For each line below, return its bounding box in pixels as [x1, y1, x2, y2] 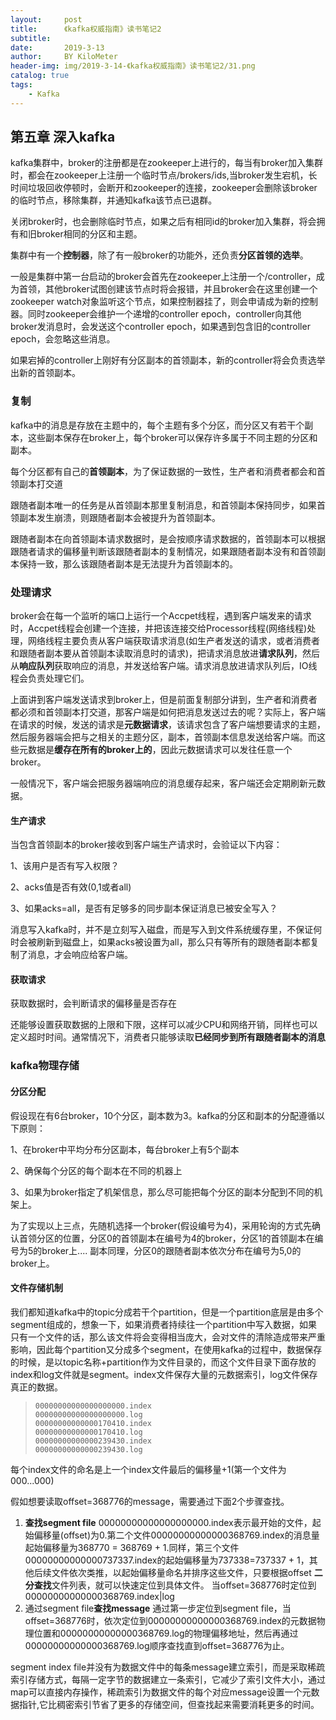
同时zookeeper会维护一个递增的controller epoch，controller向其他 [27, 308, 302, 320]
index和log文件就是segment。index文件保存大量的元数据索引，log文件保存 [10, 1368, 318, 1380]
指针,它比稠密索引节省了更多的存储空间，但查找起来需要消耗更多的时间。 [18, 1698, 320, 1710]
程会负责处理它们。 [10, 672, 90, 685]
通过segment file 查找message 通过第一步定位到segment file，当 [24, 1602, 292, 1614]
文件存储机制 [10, 1282, 63, 1294]
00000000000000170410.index [34, 1418, 152, 1428]
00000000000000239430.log [34, 1444, 143, 1455]
